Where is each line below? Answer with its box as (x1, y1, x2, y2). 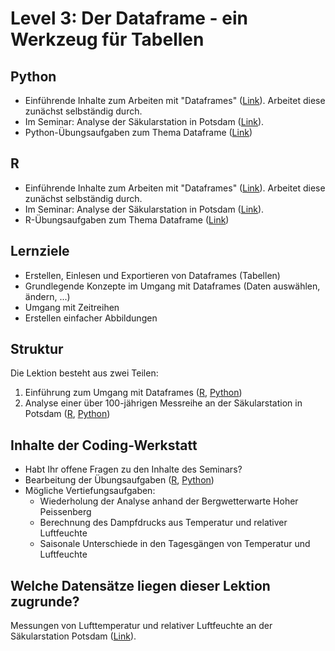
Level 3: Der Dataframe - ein (10, 7, 249, 30)
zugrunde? (10, 593, 80, 610)
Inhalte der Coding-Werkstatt (10, 437, 198, 454)
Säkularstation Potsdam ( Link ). (10, 630, 137, 642)
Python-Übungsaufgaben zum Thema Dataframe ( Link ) (24, 127, 253, 138)
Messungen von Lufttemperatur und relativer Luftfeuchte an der (10, 620, 273, 632)
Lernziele (10, 243, 70, 260)
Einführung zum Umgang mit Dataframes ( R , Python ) (24, 387, 243, 399)
